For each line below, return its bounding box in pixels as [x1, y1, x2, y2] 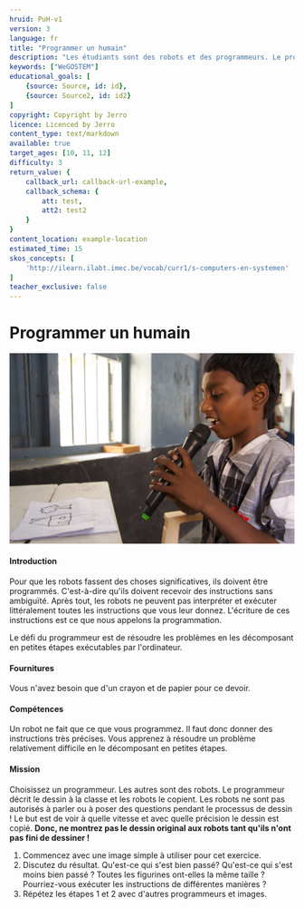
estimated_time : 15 [9, 244, 83, 253]
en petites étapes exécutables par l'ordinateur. [9, 641, 183, 652]
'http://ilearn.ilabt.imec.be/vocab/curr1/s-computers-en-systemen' [25, 263, 290, 272]
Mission [9, 763, 41, 775]
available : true [9, 139, 71, 149]
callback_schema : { [25, 187, 100, 196]
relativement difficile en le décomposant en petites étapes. [9, 743, 228, 754]
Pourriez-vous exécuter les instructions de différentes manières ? [22, 878, 267, 889]
